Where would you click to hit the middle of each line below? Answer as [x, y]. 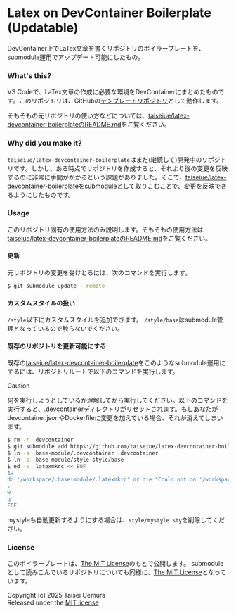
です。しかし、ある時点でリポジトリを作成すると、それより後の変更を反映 [120, 168]
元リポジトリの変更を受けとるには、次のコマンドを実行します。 [99, 273]
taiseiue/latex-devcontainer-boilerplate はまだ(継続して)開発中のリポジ [114, 159]
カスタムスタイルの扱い [41, 303]
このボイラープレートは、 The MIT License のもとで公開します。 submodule [116, 564]
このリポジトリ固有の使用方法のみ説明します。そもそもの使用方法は [105, 229]
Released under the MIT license [53, 602]
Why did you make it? [45, 144]
